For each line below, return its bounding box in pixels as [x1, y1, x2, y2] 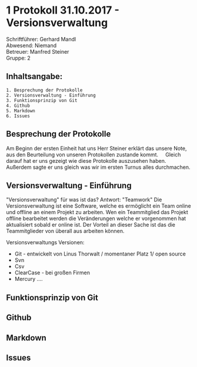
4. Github [6, 103, 31, 109]
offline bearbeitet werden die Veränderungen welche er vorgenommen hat [6, 215, 186, 222]
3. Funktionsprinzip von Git [6, 97, 78, 103]
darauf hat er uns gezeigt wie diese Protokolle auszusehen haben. [6, 157, 166, 164]
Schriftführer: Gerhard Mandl [6, 35, 76, 42]
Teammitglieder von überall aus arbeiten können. [6, 228, 125, 235]
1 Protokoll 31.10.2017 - [6, 4, 119, 17]
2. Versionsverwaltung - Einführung [6, 92, 96, 98]
